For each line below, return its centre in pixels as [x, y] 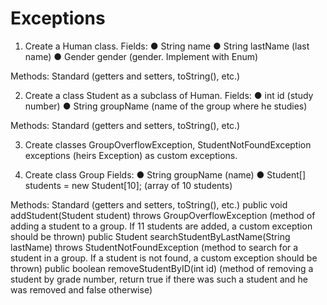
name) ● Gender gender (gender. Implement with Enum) [141, 56]
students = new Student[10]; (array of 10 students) [128, 185]
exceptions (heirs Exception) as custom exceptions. [131, 155]
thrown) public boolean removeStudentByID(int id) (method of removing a [162, 268]
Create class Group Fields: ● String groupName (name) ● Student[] [165, 174]
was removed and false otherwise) [81, 289]
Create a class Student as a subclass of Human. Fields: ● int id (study [169, 95]
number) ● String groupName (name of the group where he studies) [166, 106]
